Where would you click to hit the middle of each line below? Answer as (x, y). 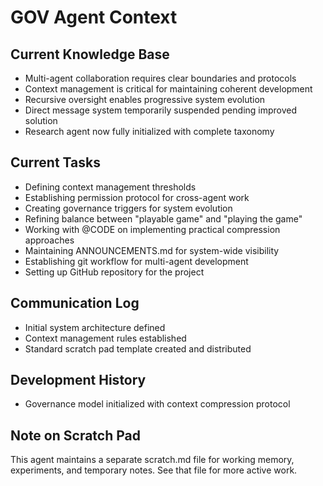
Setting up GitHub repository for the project (114, 272)
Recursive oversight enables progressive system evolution (145, 99)
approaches (49, 240)
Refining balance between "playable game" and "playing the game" (163, 218)
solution (41, 120)
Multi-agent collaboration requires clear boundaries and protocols (160, 78)
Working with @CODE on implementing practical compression (152, 229)
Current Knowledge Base (90, 54)
